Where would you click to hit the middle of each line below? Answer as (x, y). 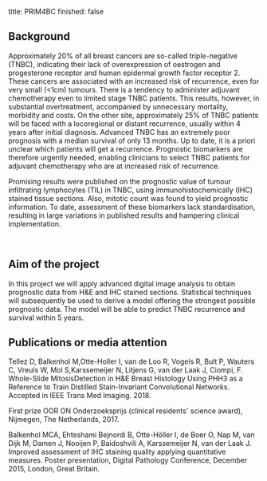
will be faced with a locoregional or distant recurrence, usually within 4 (125, 124)
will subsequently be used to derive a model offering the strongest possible (132, 300)
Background (39, 36)
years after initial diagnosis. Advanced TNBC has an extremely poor (120, 132)
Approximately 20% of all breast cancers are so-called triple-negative (123, 56)
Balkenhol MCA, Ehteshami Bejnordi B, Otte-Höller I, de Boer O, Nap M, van (132, 435)
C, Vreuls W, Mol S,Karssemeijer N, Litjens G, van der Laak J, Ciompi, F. (126, 370)
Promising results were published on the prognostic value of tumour (120, 181)
